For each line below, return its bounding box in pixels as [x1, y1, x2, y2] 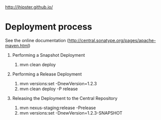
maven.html [5, 43, 29, 48]
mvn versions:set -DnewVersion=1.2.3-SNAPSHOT [19, 110, 123, 116]
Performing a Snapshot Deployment [12, 52, 85, 58]
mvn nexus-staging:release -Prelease [19, 105, 96, 111]
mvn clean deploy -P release [19, 86, 78, 92]
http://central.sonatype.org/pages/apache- [68, 37, 156, 43]
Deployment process [5, 22, 93, 32]
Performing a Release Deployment [12, 71, 82, 77]
